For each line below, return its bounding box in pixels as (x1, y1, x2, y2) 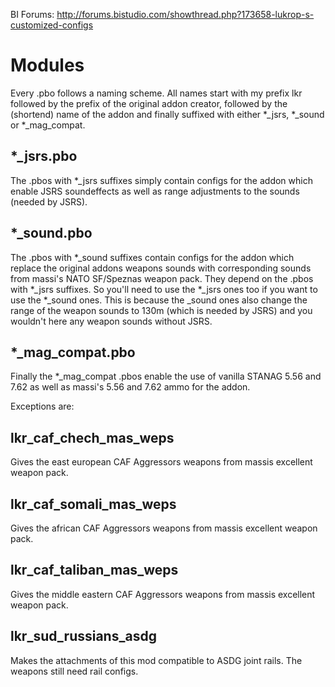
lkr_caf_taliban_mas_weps (10, 562, 179, 579)
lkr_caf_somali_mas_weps (10, 495, 177, 513)
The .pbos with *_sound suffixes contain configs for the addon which (10, 251, 295, 263)
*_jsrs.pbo (10, 148, 78, 165)
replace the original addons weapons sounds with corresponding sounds (10, 262, 312, 274)
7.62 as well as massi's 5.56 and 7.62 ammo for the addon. (10, 381, 251, 393)
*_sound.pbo (10, 225, 93, 242)
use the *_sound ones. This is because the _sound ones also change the (10, 294, 308, 306)
